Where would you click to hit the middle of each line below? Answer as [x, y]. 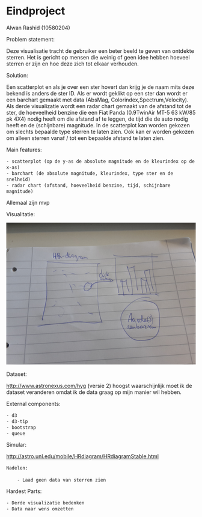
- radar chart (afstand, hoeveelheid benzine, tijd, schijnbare [88, 185]
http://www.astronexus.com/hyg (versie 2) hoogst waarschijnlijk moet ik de [99, 385]
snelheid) [19, 179]
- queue [16, 434]
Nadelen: [17, 468]
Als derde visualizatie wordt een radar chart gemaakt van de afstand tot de [99, 106]
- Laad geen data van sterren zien [62, 480]
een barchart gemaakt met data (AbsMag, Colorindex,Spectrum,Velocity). [97, 100]
